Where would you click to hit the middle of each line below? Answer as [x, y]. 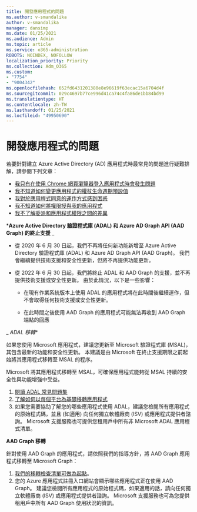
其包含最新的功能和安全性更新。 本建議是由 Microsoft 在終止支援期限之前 [95, 352]
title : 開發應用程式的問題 [35, 11]
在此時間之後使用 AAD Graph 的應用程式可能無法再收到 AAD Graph [104, 312]
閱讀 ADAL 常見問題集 [41, 392]
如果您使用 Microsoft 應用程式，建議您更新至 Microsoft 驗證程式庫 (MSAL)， [98, 345]
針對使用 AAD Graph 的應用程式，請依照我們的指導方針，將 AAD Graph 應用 [98, 454]
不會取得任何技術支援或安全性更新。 [67, 300]
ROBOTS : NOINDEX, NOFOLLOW [39, 55]
